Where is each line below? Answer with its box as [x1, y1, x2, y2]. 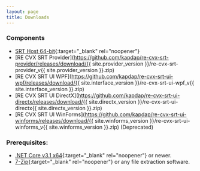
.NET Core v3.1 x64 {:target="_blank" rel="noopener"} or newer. [14, 152, 172, 159]
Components [6, 34, 45, 42]
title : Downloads [6, 14, 50, 20]
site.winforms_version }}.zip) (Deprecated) [49, 123, 154, 130]
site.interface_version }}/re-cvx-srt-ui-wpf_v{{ [81, 79, 195, 86]
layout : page [6, 8, 39, 15]
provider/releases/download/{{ [14, 60, 91, 67]
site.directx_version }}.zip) [38, 104, 103, 111]
